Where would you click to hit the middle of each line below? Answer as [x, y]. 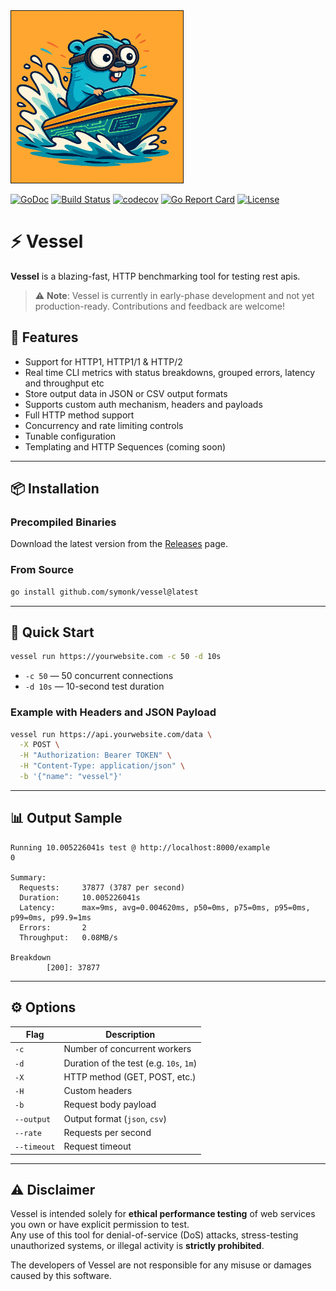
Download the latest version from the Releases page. [119, 544]
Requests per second [107, 1132]
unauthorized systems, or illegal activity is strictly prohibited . [137, 1246]
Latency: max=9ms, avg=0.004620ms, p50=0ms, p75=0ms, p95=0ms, [165, 907]
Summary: [28, 877]
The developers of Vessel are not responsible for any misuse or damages [161, 1265]
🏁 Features [44, 337]
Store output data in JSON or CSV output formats [126, 393]
